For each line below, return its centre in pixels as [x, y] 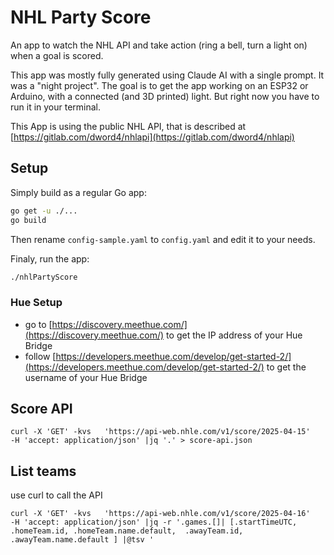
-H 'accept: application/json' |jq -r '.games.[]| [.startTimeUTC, [154, 522]
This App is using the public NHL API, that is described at [128, 126]
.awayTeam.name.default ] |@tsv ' [82, 540]
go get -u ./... [44, 211]
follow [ [40, 356]
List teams [43, 471]
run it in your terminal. [56, 107]
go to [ [38, 324]
